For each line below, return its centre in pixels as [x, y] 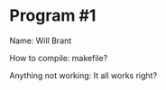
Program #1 [53, 16]
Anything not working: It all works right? [83, 75]
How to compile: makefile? [59, 58]
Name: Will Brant [41, 40]
